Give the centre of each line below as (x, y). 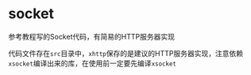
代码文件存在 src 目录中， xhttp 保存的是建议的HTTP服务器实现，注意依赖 (126, 53)
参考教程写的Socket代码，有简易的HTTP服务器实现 (91, 36)
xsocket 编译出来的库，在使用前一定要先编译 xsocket (93, 63)
